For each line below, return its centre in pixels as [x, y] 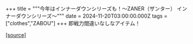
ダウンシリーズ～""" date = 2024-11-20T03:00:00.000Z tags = [91, 16]
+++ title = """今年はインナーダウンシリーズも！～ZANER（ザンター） [91, 9]
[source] [16, 35]
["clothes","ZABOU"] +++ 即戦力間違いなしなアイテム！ [73, 23]
